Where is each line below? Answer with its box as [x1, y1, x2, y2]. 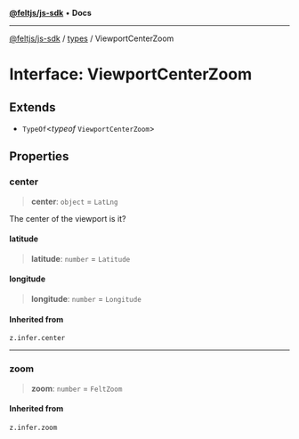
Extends [9, 100, 56, 115]
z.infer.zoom [9, 423, 58, 432]
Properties [9, 149, 69, 164]
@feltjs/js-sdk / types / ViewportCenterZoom [9, 33, 174, 44]
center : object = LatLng [30, 196, 118, 207]
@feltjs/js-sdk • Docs [9, 8, 92, 18]
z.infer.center [9, 334, 66, 343]
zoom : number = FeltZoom [30, 383, 123, 394]
